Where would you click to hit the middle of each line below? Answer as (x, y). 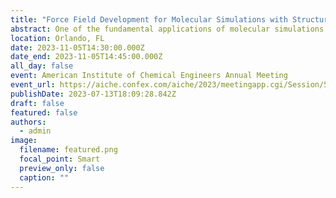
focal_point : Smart (60, 159)
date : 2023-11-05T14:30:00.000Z (77, 47)
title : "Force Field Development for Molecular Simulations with (149, 19)
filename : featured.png (68, 150)
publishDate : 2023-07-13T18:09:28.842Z (93, 94)
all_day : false (42, 66)
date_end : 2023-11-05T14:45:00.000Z (86, 57)
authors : (28, 122)
